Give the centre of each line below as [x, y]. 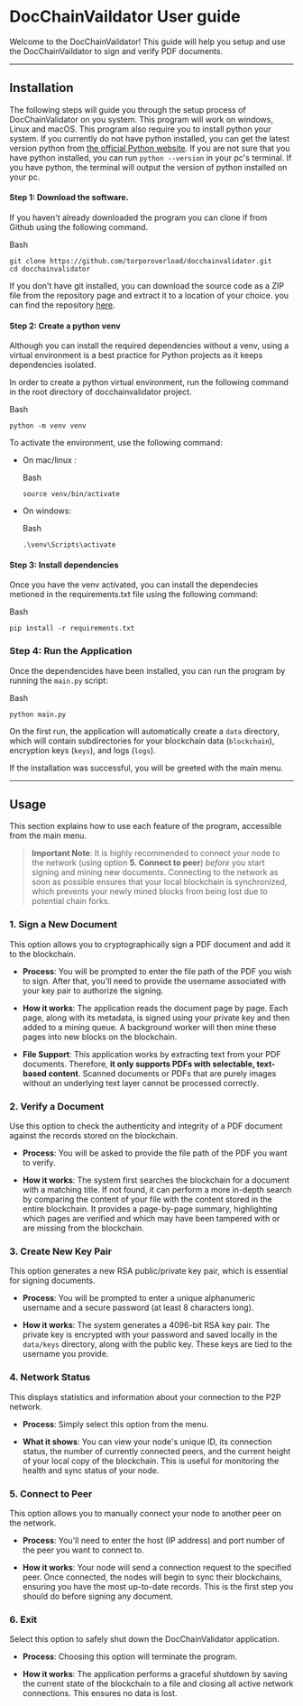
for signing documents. [53, 1281]
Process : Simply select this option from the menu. [115, 1424]
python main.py [38, 715]
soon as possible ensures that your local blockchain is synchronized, [159, 882]
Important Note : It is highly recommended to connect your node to [156, 853]
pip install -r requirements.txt [72, 629]
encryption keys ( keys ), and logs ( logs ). [83, 750]
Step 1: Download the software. [69, 198]
